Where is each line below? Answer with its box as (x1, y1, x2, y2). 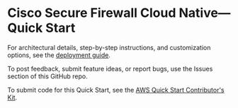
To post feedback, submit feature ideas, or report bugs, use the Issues (7, 64, 213, 73)
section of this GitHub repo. (7, 72, 89, 80)
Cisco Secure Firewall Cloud (7, 5, 176, 21)
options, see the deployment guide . (7, 51, 111, 59)
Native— (178, 5, 231, 21)
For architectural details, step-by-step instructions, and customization (7, 43, 211, 52)
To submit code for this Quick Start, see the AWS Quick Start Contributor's (7, 85, 225, 94)
